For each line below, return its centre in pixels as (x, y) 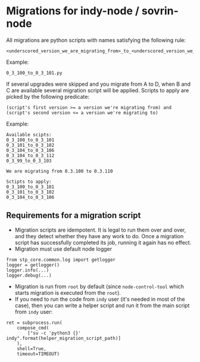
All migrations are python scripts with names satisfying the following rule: (96, 40)
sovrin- (160, 11)
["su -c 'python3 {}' (54, 333)
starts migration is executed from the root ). (68, 292)
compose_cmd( (33, 328)
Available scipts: (29, 135)
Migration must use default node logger (63, 249)
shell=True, (32, 349)
